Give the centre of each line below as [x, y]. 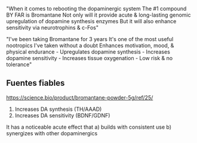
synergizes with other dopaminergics [52, 133]
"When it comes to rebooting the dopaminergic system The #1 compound [96, 9]
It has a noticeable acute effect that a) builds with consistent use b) [89, 127]
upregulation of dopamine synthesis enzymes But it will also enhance [91, 21]
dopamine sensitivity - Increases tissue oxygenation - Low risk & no [90, 58]
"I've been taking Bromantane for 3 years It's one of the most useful [90, 39]
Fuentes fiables [36, 83]
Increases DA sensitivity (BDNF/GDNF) [62, 115]
